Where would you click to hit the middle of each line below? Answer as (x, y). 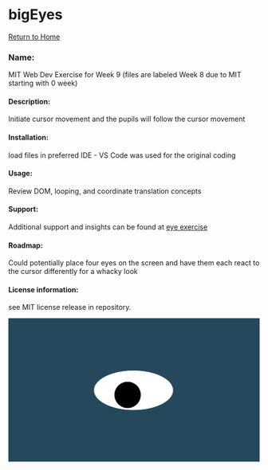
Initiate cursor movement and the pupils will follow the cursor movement (127, 119)
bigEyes (35, 15)
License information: (43, 289)
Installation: (29, 138)
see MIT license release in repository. (70, 307)
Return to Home (34, 37)
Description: (29, 101)
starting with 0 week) (43, 83)
